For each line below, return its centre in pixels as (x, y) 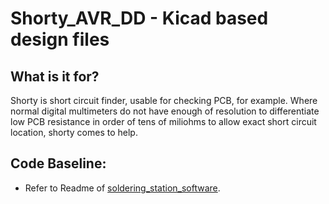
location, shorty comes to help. (74, 132)
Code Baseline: (58, 163)
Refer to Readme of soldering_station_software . (122, 188)
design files (60, 39)
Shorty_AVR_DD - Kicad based (139, 18)
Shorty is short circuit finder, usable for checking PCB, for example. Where (164, 100)
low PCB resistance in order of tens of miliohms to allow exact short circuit (163, 121)
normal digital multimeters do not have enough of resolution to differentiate (165, 111)
